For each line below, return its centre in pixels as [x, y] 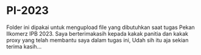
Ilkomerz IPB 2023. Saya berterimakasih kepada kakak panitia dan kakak [97, 33]
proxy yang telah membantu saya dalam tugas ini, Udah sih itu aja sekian [97, 40]
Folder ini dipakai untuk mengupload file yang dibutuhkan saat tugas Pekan [100, 27]
